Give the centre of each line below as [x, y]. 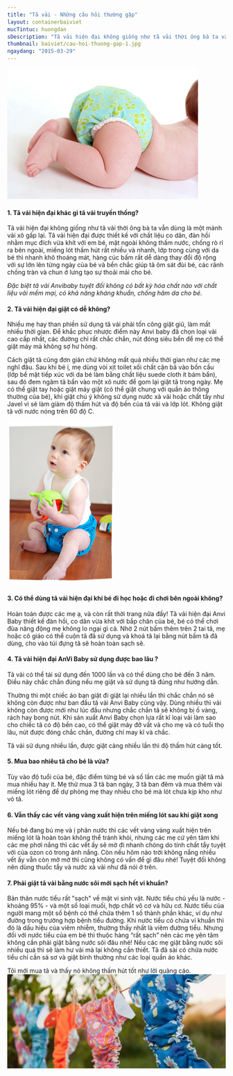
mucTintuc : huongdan [37, 29]
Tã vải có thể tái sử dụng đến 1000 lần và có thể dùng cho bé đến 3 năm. [112, 674]
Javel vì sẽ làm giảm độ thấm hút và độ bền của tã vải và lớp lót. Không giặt [115, 404]
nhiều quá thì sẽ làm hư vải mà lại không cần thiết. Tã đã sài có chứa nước [113, 950]
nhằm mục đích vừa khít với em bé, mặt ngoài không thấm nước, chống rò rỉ [115, 243]
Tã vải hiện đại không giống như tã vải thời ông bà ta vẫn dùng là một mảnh [115, 228]
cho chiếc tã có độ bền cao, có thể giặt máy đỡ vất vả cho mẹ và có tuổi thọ [116, 724]
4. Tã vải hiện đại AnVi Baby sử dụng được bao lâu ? [83, 659]
